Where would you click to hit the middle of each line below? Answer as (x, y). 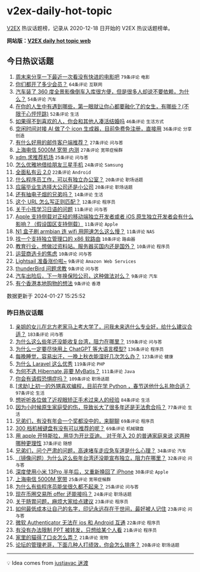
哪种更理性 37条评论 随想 (44, 443)
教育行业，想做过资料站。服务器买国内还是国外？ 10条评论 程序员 (93, 246)
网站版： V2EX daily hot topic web (49, 40)
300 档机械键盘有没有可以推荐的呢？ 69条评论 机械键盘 (80, 428)
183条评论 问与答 (45, 335)
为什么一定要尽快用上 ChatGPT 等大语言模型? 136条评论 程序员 (89, 349)
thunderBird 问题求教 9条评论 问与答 (57, 268)
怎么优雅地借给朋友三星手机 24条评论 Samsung (69, 164)
